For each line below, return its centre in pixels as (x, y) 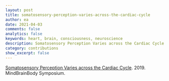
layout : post (19, 10)
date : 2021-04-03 (24, 24)
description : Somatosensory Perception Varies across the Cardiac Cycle (85, 44)
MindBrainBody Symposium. (35, 73)
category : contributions (32, 48)
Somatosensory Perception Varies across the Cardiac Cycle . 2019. (76, 68)
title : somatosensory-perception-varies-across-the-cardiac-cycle (78, 15)
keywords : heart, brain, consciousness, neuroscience (64, 39)
